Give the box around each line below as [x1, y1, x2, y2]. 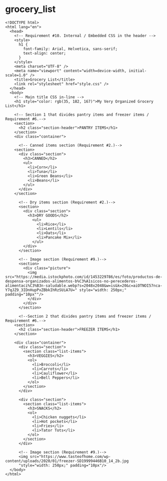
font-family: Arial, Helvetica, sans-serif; [23, 46, 118, 51]
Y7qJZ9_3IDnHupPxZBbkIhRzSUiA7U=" [5, 287, 78, 293]
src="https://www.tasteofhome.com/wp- [30, 454, 111, 459]
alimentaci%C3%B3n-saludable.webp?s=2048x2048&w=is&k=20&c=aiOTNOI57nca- [5, 283, 163, 288]
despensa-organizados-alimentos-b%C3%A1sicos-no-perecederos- [5, 279, 138, 284]
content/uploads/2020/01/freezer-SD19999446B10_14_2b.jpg [5, 458, 129, 463]
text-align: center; [23, 51, 66, 56]
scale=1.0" [5, 73, 28, 78]
